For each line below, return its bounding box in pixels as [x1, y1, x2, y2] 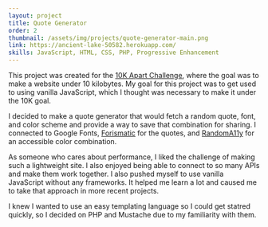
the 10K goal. [8, 96, 52, 105]
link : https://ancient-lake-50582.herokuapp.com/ [8, 41, 177, 49]
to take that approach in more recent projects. [8, 186, 160, 195]
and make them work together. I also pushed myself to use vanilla [8, 169, 224, 178]
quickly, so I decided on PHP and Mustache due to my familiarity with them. [8, 210, 257, 219]
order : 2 [8, 26, 37, 34]
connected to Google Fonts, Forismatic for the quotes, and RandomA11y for [8, 128, 255, 138]
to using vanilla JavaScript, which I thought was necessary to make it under [8, 88, 257, 96]
